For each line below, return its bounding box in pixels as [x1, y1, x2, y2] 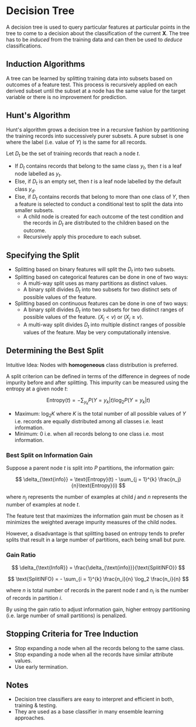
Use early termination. [14, 663, 68, 670]
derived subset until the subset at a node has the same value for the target [6, 87, 186, 94]
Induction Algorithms [6, 59, 85, 69]
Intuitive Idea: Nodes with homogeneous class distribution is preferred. [6, 361, 178, 368]
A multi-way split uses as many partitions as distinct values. [23, 280, 168, 287]
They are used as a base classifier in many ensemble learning [14, 708, 164, 715]
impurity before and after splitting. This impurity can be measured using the [6, 379, 188, 386]
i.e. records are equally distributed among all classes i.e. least [14, 417, 164, 424]
